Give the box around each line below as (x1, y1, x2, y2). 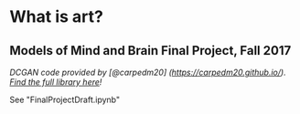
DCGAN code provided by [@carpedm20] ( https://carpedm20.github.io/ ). (9, 67, 286, 78)
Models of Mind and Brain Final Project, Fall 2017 (9, 43, 292, 58)
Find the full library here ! (9, 77, 102, 88)
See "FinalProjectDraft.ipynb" (9, 94, 121, 105)
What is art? (9, 6, 103, 27)
